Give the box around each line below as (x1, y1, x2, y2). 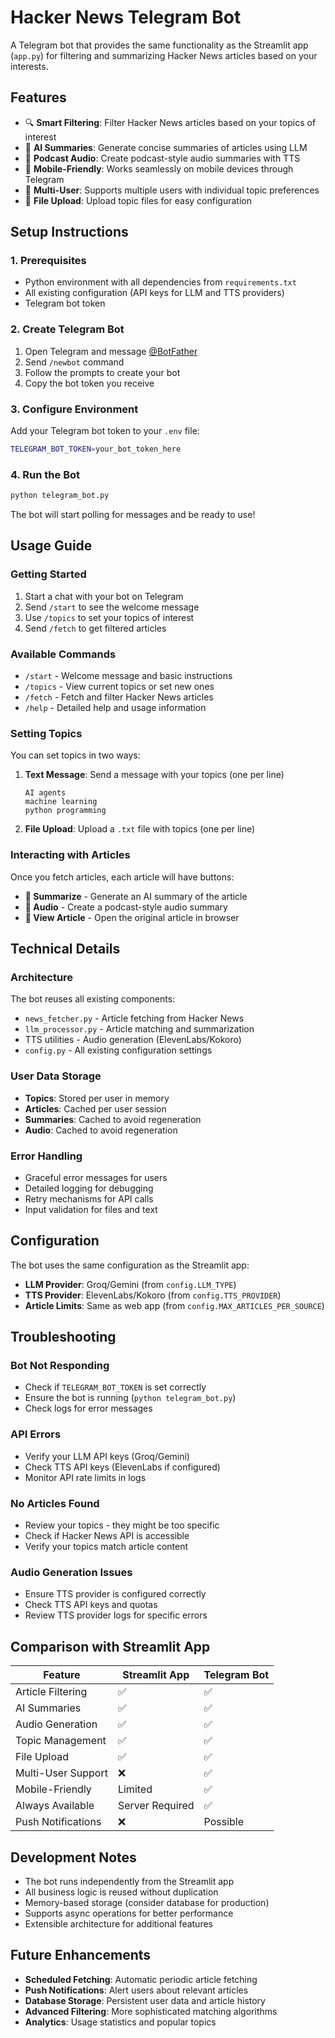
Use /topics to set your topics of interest (24, 611, 195, 623)
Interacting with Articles (10, 848, 131, 862)
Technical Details (10, 941, 121, 958)
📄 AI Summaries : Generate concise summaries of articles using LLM (24, 141, 308, 153)
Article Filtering (15, 1685, 88, 1699)
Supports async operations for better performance (24, 1907, 234, 1919)
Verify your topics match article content (24, 1541, 189, 1553)
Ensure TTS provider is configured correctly (24, 1588, 207, 1600)
